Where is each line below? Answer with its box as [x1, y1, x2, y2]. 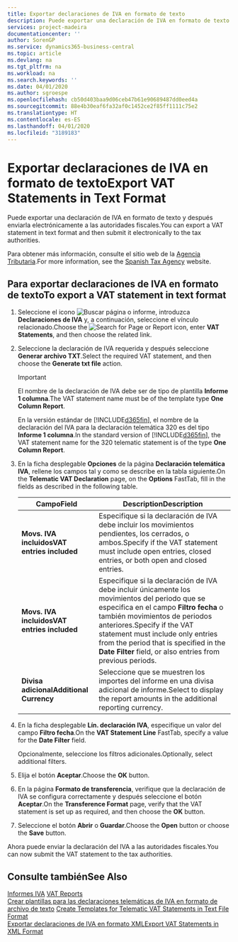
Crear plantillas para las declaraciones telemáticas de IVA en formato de [7, 897, 218, 905]
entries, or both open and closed [98, 555, 208, 565]
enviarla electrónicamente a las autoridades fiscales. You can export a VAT [7, 221, 224, 229]
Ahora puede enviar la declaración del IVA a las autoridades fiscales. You [7, 843, 219, 851]
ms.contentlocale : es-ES [7, 116, 81, 123]
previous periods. [98, 656, 157, 666]
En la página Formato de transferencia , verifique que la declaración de [17, 785, 226, 794]
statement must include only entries [98, 629, 218, 639]
